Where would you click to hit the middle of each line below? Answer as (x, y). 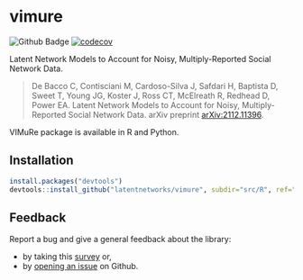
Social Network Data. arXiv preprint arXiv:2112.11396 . (166, 114)
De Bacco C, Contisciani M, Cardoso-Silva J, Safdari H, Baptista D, (155, 86)
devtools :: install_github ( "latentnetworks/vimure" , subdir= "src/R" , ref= (151, 190)
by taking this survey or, (67, 257)
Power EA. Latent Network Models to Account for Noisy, (136, 104)
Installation (41, 161)
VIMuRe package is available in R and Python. (94, 131)
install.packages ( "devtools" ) (66, 181)
